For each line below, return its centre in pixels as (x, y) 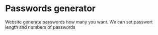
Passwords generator (50, 9)
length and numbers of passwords (40, 27)
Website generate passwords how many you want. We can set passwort (79, 22)
